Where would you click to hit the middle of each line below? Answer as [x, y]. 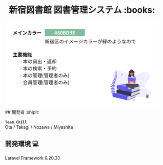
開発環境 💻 [22, 144]
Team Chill [16, 122]
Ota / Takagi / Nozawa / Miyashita [39, 127]
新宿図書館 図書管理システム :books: [82, 10]
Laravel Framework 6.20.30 [33, 158]
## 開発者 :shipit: [22, 112]
